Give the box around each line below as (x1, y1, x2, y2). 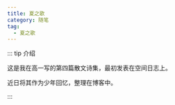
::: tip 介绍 (7, 49, 36, 57)
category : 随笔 (7, 17, 49, 23)
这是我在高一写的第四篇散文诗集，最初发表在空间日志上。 (7, 64, 172, 73)
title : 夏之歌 (7, 10, 45, 17)
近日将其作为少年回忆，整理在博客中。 (7, 79, 117, 87)
